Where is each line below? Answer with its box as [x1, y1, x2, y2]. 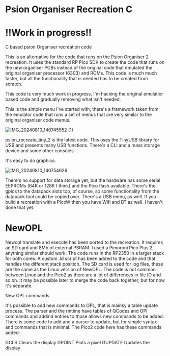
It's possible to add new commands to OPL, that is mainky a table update [5, 302, 158, 308]
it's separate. [5, 282, 33, 289]
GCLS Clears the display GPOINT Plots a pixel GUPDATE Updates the [5, 340, 150, 346]
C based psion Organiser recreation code [5, 44, 92, 50]
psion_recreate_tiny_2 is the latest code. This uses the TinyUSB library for [5, 137, 159, 143]
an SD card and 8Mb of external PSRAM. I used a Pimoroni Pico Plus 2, [5, 245, 154, 251]
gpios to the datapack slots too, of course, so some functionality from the [5, 188, 159, 195]
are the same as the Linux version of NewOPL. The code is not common [5, 267, 156, 273]
